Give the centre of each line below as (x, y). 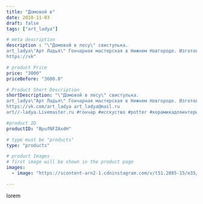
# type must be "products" (40, 140)
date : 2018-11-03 (28, 18)
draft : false (23, 23)
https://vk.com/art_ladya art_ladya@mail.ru (63, 107)
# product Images (28, 156)
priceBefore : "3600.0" (35, 79)
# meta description (31, 40)
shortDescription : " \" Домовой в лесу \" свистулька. (72, 95)
